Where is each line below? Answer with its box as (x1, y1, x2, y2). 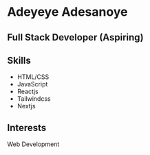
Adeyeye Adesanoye (7, 4, 128, 20)
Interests (7, 121, 47, 134)
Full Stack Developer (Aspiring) (7, 32, 144, 43)
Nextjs (17, 102, 36, 110)
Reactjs (17, 87, 39, 96)
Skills (7, 54, 31, 66)
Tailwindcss (17, 95, 51, 103)
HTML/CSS (17, 73, 50, 81)
